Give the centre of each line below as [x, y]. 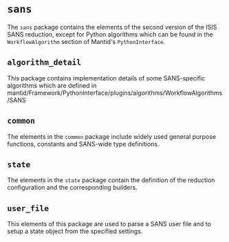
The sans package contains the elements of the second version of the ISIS [112, 27]
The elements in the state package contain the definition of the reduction [111, 180]
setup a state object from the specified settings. [75, 231]
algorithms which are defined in [52, 85]
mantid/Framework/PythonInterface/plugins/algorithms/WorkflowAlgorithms [115, 93]
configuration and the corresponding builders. [72, 188]
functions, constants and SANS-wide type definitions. [83, 144]
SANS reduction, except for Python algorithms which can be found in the [110, 34]
